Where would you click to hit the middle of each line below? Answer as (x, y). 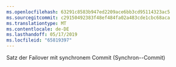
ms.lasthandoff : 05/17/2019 (42, 35)
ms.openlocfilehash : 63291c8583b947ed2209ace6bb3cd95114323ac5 (88, 12)
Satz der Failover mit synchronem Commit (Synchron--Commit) (86, 58)
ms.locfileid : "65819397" (39, 40)
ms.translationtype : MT (37, 23)
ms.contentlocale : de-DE (38, 29)
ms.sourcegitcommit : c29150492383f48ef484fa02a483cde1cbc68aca (88, 18)
